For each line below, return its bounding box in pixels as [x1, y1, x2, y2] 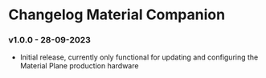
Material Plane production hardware [19, 61, 139, 71]
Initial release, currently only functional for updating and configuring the [19, 52, 259, 62]
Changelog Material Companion [8, 6, 226, 24]
